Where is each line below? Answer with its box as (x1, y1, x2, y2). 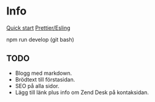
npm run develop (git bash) (6, 36, 75, 43)
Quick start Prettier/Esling (6, 24, 71, 31)
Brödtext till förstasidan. (15, 75, 75, 83)
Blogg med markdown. (15, 69, 72, 77)
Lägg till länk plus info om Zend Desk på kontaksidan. (15, 89, 149, 96)
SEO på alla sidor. (15, 82, 60, 89)
